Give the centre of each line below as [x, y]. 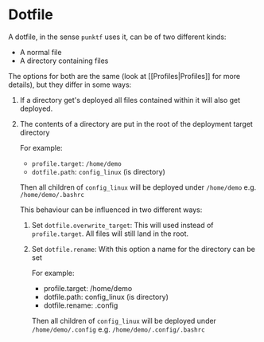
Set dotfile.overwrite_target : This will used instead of [122, 225]
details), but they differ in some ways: [70, 85]
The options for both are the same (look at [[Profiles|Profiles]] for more [124, 76]
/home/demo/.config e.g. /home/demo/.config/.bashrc [118, 329]
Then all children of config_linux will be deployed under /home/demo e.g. [138, 187]
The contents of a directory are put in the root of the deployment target [136, 124]
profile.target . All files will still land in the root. [110, 234]
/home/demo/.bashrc [52, 195]
